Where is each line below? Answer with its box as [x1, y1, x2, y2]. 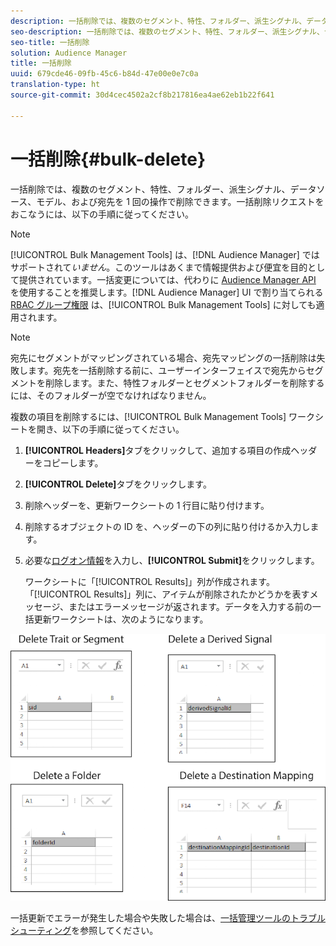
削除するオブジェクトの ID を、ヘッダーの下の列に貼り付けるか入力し [24, 520, 311, 532]
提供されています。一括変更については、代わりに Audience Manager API [18, 273, 317, 285]
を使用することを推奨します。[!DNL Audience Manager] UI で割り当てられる [10, 286, 324, 298]
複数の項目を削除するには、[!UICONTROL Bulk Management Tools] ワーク [10, 410, 316, 422]
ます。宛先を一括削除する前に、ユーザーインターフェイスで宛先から [27, 364, 307, 376]
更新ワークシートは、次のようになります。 [33, 613, 209, 625]
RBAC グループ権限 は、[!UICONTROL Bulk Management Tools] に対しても [10, 298, 317, 310]
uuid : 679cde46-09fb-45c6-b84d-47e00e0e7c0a [10, 69, 199, 79]
